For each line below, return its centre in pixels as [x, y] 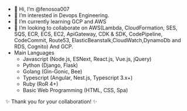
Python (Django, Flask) [50, 65]
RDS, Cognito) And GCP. [44, 46]
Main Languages [34, 53]
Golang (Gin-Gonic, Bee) [52, 71]
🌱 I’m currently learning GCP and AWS [60, 21]
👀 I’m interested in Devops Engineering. [62, 15]
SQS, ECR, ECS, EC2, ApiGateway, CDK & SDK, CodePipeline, [88, 34]
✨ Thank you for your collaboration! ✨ [51, 102]
